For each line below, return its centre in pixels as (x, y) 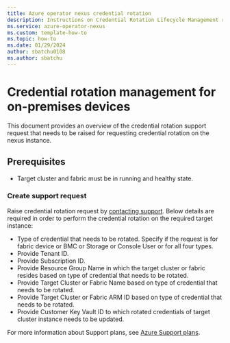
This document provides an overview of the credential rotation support (107, 126)
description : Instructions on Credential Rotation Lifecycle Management (113, 20)
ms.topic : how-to (32, 39)
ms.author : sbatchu (35, 58)
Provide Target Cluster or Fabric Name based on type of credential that (117, 283)
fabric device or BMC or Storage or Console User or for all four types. (115, 246)
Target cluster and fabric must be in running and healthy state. (105, 178)
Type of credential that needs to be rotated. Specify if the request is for (117, 239)
